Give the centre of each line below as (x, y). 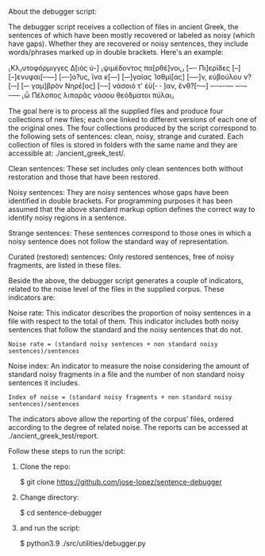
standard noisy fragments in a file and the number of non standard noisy (127, 374)
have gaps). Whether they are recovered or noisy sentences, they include (128, 44)
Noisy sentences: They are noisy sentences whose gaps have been (118, 192)
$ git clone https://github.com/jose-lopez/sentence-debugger (121, 482)
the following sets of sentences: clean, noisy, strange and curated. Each (126, 136)
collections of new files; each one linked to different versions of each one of (132, 119)
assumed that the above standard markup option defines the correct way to (132, 209)
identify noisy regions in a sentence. (67, 218)
